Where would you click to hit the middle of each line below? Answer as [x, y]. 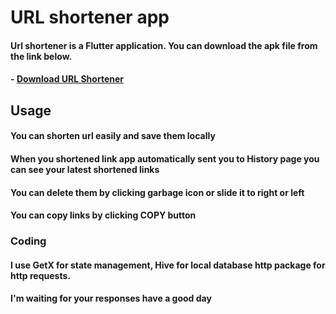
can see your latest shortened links [85, 169]
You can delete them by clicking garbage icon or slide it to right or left [157, 192]
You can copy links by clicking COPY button [103, 215]
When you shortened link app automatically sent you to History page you [165, 158]
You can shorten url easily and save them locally [113, 136]
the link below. [41, 56]
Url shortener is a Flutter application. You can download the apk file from [164, 45]
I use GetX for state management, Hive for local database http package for [168, 265]
